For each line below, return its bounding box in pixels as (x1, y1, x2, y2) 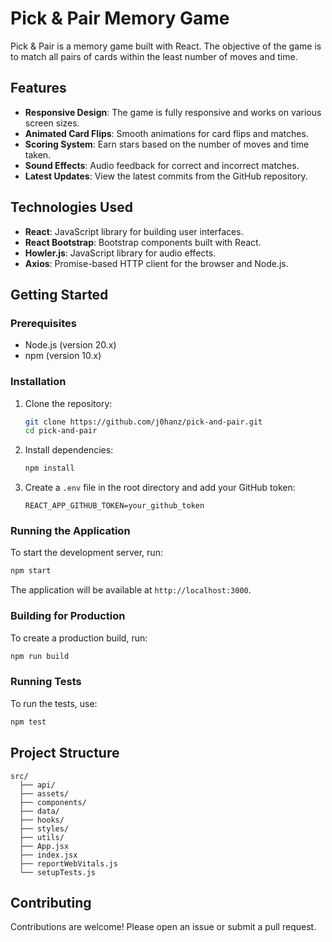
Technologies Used (10, 199, 133, 216)
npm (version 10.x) (24, 350, 102, 362)
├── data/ (19, 806, 60, 816)
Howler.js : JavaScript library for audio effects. (24, 247, 217, 259)
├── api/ (19, 780, 56, 790)
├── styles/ (19, 823, 70, 834)
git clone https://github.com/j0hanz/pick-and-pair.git (24, 417, 263, 427)
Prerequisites (10, 316, 77, 330)
